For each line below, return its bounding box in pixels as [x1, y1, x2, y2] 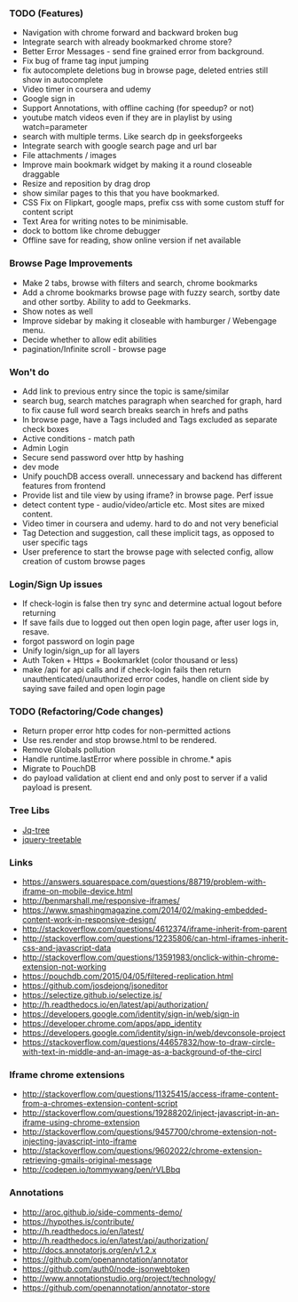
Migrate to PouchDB [21, 763, 96, 774]
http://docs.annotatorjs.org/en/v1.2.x [21, 1244, 157, 1255]
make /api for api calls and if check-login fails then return [21, 665, 231, 675]
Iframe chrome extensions [9, 1069, 126, 1081]
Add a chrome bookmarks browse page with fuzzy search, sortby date [21, 287, 281, 298]
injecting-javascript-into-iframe [21, 1136, 137, 1146]
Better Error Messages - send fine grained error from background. [21, 46, 264, 57]
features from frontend [21, 480, 106, 491]
